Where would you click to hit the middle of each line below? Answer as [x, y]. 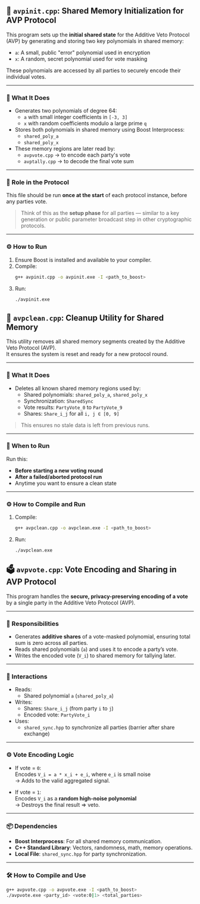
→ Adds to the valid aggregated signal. [62, 780]
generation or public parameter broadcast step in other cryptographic [106, 219]
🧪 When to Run [28, 446]
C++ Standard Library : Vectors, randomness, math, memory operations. [104, 847]
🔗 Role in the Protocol [38, 182]
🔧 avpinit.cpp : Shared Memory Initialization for [95, 11]
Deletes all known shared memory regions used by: [78, 388]
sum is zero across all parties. [51, 643]
